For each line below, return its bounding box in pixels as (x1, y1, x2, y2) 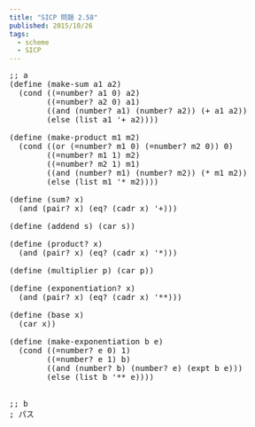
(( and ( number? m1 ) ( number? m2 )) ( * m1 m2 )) (46, 168, 248, 178)
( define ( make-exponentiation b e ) (9, 336, 164, 347)
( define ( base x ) (9, 310, 84, 320)
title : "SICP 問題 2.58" (9, 12, 98, 22)
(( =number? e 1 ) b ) (46, 354, 131, 365)
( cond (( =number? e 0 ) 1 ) (18, 345, 131, 356)
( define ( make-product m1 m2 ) (9, 132, 141, 143)
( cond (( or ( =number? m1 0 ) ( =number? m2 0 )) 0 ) (18, 141, 234, 152)
